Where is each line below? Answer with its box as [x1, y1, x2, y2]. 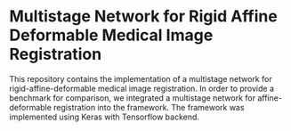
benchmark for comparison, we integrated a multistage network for [9, 92, 256, 103]
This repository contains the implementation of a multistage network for [9, 73, 273, 84]
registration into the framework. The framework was [53, 102, 245, 112]
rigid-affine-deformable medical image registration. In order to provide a [9, 83, 274, 94]
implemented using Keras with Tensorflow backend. [9, 111, 200, 122]
